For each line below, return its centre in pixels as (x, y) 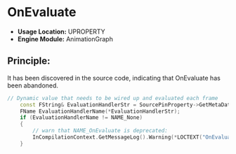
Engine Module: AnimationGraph (65, 38)
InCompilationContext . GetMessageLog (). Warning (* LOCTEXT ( (117, 137)
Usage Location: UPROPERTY (61, 31)
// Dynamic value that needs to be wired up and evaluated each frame (113, 98)
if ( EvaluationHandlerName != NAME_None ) (81, 118)
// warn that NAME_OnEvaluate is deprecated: (100, 131)
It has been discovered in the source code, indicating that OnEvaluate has (114, 78)
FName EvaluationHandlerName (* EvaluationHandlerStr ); (100, 111)
